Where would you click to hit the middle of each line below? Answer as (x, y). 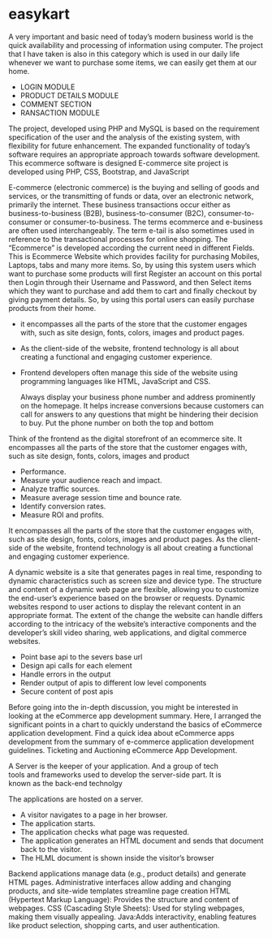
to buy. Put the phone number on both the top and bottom (117, 422)
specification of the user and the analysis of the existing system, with (124, 137)
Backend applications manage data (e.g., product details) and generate (127, 873)
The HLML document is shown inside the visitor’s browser (117, 858)
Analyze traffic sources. (60, 489)
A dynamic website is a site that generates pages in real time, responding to (135, 572)
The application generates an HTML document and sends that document (142, 841)
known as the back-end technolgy (66, 783)
